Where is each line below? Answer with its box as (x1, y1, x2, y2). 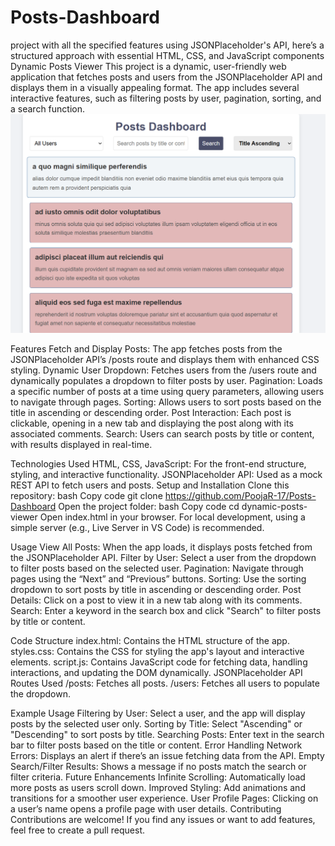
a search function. (10, 102, 85, 115)
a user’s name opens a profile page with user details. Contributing (10, 802, 282, 815)
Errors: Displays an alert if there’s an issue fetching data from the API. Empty (10, 749, 325, 761)
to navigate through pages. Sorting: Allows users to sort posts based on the (10, 396, 322, 408)
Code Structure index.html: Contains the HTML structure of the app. (10, 634, 290, 646)
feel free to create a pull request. (10, 824, 146, 836)
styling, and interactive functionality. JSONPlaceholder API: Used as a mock (10, 468, 323, 480)
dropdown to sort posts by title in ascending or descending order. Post (10, 583, 302, 595)
